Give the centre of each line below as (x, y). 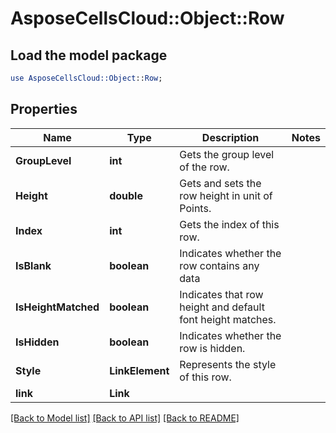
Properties (44, 109)
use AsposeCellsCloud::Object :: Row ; (86, 78)
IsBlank (33, 265)
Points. (195, 208)
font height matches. (228, 319)
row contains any (219, 265)
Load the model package (89, 55)
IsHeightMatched (57, 307)
